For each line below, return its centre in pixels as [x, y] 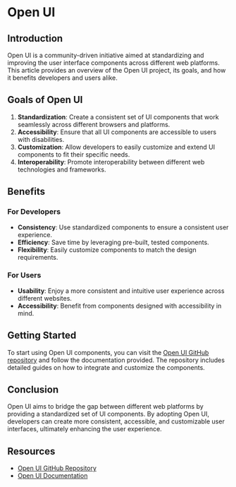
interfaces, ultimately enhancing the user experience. [85, 429]
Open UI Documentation [52, 476]
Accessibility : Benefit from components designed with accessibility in [119, 306]
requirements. [38, 257]
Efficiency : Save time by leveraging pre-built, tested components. [113, 242]
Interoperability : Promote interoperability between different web [111, 162]
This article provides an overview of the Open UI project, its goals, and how [117, 70]
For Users [24, 275]
